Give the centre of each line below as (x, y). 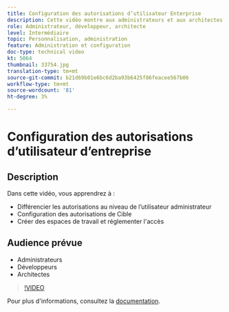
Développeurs (37, 267)
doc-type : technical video (46, 52)
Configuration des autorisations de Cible (74, 214)
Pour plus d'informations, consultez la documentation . (84, 301)
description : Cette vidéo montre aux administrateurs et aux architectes (115, 20)
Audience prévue (45, 243)
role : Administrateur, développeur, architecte (77, 26)
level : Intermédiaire (38, 33)
